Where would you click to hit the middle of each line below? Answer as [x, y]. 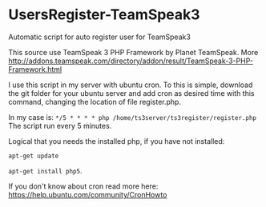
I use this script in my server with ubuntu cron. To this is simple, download [131, 85]
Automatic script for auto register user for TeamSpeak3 [99, 37]
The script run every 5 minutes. [60, 125]
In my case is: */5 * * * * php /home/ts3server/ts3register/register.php [132, 117]
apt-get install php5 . [45, 170]
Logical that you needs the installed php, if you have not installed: [117, 141]
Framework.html [35, 69]
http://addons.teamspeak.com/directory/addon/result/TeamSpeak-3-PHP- [131, 61]
